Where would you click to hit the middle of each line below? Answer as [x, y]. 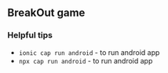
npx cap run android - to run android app [86, 60]
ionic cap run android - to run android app [89, 52]
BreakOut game [46, 13]
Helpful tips [30, 35]
